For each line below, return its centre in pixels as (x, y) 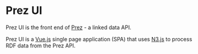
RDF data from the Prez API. (41, 46)
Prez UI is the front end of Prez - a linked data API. (68, 27)
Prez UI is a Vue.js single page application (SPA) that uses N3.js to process (99, 39)
